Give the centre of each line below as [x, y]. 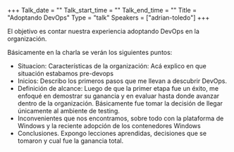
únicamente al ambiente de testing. [68, 111]
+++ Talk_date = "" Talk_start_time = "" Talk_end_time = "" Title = [102, 10]
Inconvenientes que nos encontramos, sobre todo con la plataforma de [121, 118]
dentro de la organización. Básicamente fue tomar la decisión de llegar [120, 103]
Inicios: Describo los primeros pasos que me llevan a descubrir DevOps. [122, 81]
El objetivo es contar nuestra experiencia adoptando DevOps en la [103, 31]
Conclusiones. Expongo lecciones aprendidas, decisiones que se [112, 133]
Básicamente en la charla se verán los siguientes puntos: [90, 52]
